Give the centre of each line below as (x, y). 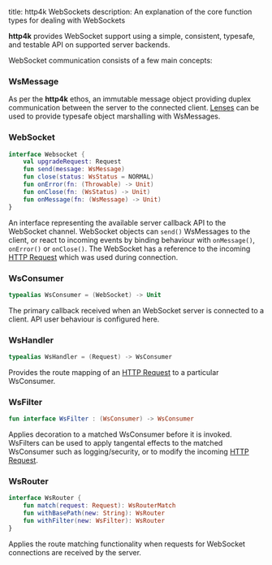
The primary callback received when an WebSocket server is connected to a (136, 310)
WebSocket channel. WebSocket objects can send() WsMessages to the (130, 231)
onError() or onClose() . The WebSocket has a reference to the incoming (130, 248)
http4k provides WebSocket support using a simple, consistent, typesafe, (132, 36)
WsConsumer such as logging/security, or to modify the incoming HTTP (129, 452)
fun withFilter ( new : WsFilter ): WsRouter (94, 521)
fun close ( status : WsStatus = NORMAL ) (89, 177)
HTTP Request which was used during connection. (93, 257)
